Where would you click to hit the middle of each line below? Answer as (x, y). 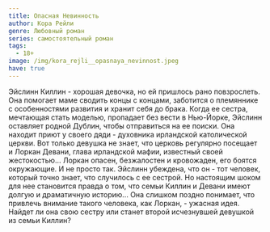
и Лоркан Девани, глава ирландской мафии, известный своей (116, 151)
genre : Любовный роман (46, 31)
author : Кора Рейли (41, 23)
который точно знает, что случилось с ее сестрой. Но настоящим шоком (135, 177)
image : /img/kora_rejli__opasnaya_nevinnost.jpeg (94, 61)
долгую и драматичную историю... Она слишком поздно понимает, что (132, 194)
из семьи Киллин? (40, 220)
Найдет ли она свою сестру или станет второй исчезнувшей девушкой (131, 212)
